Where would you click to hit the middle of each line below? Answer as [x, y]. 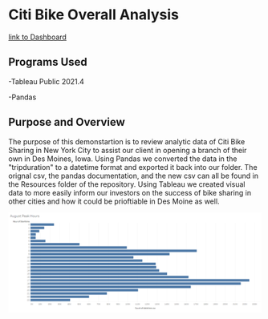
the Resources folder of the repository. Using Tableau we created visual [127, 184]
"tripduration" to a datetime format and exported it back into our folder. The [133, 167]
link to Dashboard [37, 37]
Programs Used [48, 62]
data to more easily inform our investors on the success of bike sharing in [130, 192]
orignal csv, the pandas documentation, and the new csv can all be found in [134, 176]
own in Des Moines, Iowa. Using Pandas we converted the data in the [123, 159]
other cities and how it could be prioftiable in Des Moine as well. [114, 201]
